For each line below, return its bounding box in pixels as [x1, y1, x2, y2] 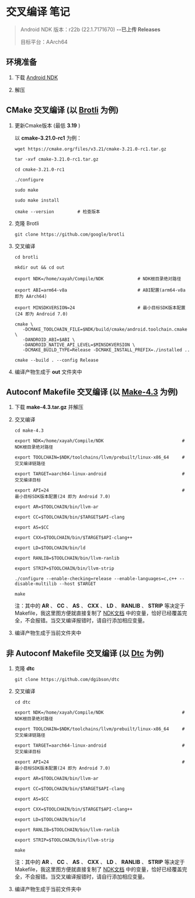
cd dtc [14, 699, 31, 706]
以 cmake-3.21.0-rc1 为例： [14, 134, 82, 141]
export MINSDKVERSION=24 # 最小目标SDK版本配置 [14, 304, 186, 311]
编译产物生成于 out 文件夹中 [14, 368, 83, 375]
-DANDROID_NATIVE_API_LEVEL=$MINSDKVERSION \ [22, 341, 135, 348]
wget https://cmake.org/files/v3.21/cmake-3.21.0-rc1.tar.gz [14, 146, 167, 152]
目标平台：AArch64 [20, 38, 68, 45]
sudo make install [14, 197, 60, 203]
